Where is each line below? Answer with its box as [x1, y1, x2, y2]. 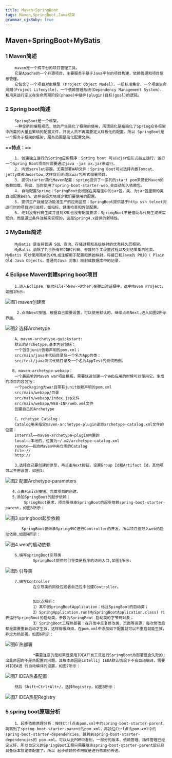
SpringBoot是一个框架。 [14, 119, 61, 124]
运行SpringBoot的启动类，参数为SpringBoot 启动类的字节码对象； [9, 615, 135, 620]
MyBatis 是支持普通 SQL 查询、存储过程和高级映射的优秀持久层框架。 [14, 242, 144, 247]
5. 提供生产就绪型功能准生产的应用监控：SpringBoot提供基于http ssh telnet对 [14, 199, 167, 205]
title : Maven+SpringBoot [5, 7, 59, 13]
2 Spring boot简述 [5, 105, 50, 113]
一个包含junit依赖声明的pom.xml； [14, 347, 81, 353]
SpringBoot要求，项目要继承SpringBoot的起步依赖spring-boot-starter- [24, 500, 166, 505]
